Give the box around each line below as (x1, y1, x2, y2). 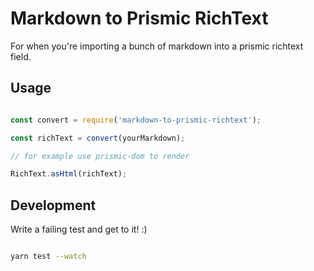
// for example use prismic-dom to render (10, 151, 190, 161)
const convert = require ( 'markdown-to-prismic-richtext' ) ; (10, 115, 262, 125)
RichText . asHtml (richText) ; (10, 169, 128, 179)
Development (10, 197, 97, 214)
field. (10, 50, 32, 62)
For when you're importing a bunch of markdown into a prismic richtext (10, 40, 304, 52)
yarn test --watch (10, 252, 87, 262)
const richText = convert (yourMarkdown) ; (10, 133, 186, 143)
